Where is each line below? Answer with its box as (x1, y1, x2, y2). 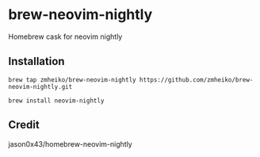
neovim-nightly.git (8, 82, 73, 90)
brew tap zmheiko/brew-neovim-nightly (8, 75, 136, 84)
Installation (8, 55, 65, 68)
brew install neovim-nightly (8, 97, 105, 105)
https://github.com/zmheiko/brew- (139, 75, 254, 84)
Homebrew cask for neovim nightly (8, 32, 123, 41)
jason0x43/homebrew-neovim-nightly (8, 139, 132, 148)
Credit (8, 118, 40, 132)
